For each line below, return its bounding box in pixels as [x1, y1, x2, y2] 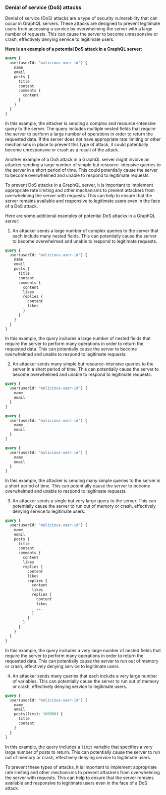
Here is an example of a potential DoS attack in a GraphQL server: [5, 46, 143, 52]
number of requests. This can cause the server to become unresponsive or [5, 31, 159, 37]
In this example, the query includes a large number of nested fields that [5, 336, 151, 341]
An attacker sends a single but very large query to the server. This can [12, 498, 156, 504]
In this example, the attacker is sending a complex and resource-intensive [5, 120, 156, 126]
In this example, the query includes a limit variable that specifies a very [5, 744, 153, 750]
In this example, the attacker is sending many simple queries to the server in [5, 477, 161, 484]
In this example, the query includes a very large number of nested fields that [5, 647, 161, 653]
